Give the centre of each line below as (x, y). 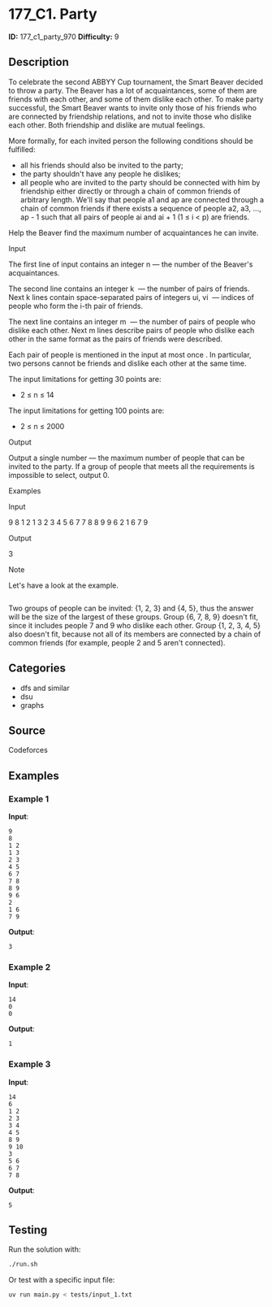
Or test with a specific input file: (62, 1280)
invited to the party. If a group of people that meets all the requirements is (132, 466)
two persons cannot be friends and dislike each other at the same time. (127, 363)
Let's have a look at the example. (64, 585)
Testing (28, 1230)
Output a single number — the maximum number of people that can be (127, 458)
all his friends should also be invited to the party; (102, 165)
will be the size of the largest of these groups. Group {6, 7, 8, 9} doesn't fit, (133, 617)
